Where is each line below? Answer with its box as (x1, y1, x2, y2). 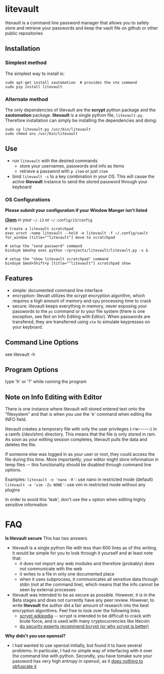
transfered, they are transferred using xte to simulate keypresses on (12, 319, 150, 325)
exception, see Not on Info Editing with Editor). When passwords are (12, 313, 151, 319)
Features (5, 274, 33, 283)
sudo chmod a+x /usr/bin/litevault (5, 131, 78, 136)
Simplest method (5, 59, 47, 66)
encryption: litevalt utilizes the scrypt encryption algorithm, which (12, 292, 145, 299)
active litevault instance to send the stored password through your (12, 178, 148, 184)
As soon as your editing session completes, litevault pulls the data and (5, 437, 147, 442)
